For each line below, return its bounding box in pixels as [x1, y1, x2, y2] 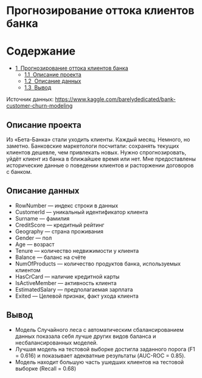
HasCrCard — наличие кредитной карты [15, 273, 120, 280]
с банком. [6, 168, 32, 175]
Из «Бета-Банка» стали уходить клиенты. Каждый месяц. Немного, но [6, 136, 190, 143]
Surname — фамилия [15, 215, 70, 222]
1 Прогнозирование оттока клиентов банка [15, 64, 129, 72]
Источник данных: [6, 95, 54, 103]
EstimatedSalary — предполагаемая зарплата [15, 286, 133, 293]
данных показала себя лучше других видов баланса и [15, 332, 156, 340]
